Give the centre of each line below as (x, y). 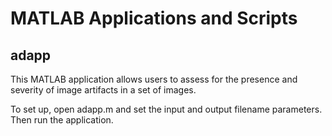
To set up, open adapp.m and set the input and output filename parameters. (166, 109)
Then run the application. (62, 120)
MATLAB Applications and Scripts (154, 18)
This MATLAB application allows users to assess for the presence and (154, 79)
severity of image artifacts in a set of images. (103, 90)
